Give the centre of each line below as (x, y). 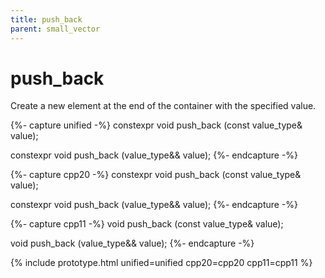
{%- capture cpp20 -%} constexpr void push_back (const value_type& (156, 175)
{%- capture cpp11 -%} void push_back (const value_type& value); (147, 224)
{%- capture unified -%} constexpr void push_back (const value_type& (156, 125)
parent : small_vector (55, 29)
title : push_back (46, 19)
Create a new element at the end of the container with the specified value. (163, 106)
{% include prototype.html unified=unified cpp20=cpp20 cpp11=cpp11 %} (161, 263)
